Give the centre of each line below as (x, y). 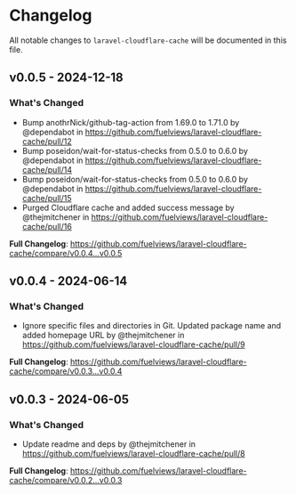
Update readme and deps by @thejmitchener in (109, 444)
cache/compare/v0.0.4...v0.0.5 (66, 253)
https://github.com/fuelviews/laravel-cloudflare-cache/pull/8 (134, 454)
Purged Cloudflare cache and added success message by (128, 207)
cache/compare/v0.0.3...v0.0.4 (66, 371)
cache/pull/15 (47, 198)
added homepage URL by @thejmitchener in (103, 336)
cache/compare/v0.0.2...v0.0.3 (66, 480)
